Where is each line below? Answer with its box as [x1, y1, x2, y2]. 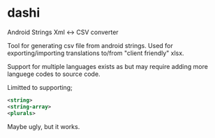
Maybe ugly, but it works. [7, 122, 80, 130]
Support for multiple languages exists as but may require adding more [7, 62, 208, 70]
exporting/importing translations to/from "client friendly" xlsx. [7, 49, 184, 57]
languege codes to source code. [7, 70, 101, 78]
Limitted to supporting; [7, 83, 73, 91]
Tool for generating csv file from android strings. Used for [7, 41, 173, 49]
